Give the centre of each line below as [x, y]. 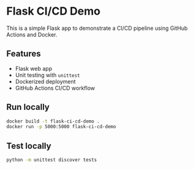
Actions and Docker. [32, 34]
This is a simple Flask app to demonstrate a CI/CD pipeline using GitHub [97, 28]
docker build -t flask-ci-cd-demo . [53, 121]
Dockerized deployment [45, 81]
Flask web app [34, 68]
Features [24, 54]
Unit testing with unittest [48, 75]
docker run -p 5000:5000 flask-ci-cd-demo [61, 127]
